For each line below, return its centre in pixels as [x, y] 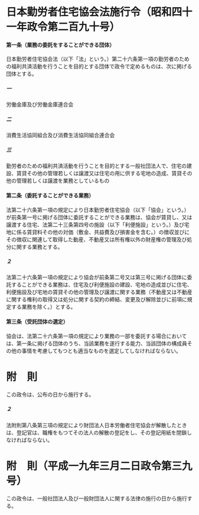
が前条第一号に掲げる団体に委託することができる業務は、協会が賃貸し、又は [99, 217]
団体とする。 [22, 74]
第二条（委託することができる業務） [50, 195]
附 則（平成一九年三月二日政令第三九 [99, 466]
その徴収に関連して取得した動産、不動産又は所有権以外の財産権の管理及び [97, 239]
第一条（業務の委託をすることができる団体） [61, 44]
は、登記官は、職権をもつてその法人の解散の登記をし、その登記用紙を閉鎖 [97, 432]
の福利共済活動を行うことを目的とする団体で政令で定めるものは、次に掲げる [99, 66]
